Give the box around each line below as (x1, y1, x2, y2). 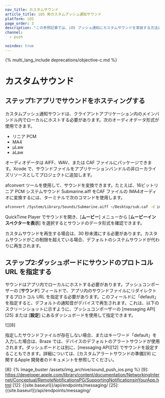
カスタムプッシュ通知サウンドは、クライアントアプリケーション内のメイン (5, 111, 156, 116)
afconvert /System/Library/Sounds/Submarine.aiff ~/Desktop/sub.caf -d (5, 204, 155, 209)
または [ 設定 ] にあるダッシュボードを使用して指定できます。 (14, 313, 136, 318)
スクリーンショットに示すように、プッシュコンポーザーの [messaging (5, 306, 146, 312)
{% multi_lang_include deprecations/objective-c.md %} (5, 57, 117, 63)
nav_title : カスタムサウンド (5, 7, 59, 12)
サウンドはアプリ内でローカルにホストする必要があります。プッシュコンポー (5, 282, 160, 287)
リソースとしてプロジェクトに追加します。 (9, 171, 95, 177)
